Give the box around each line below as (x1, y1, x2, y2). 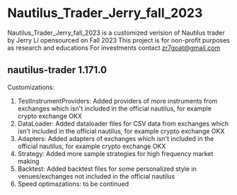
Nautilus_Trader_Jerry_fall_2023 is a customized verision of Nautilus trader (7, 28, 225, 37)
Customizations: (7, 83, 55, 91)
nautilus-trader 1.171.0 (7, 64, 108, 76)
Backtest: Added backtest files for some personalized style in (17, 165, 197, 173)
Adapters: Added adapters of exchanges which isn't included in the (17, 134, 214, 143)
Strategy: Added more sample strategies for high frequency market (17, 149, 214, 157)
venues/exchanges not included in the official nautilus (17, 172, 175, 180)
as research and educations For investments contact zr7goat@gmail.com (7, 43, 221, 52)
